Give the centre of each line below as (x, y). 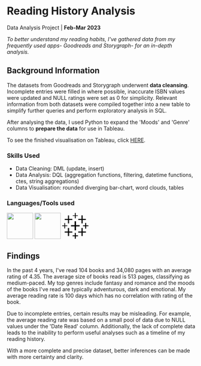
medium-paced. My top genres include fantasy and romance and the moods (101, 283)
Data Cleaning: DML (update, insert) (60, 169)
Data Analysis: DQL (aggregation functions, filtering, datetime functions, (104, 175)
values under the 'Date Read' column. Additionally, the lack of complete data (101, 327)
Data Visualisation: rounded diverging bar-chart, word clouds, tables (100, 188)
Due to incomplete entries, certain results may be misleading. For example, (99, 314)
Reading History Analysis (71, 11)
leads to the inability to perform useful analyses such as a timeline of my (96, 333)
